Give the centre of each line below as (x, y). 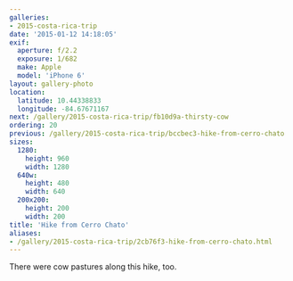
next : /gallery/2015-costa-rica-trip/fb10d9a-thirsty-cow (119, 117)
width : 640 (45, 192)
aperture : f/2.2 (47, 51)
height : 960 (47, 158)
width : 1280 (47, 167)
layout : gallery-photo (51, 84)
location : (28, 92)
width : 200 (45, 216)
